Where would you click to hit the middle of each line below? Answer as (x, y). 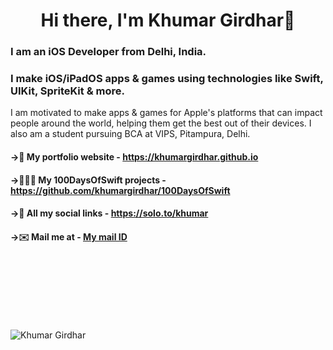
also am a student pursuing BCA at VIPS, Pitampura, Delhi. (130, 134)
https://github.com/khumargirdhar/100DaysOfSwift (120, 190)
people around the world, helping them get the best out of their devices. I (161, 123)
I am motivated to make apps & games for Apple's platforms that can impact (166, 113)
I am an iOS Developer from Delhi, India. (108, 52)
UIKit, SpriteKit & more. (67, 91)
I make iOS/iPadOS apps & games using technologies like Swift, (167, 79)
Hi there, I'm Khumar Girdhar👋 (168, 20)
